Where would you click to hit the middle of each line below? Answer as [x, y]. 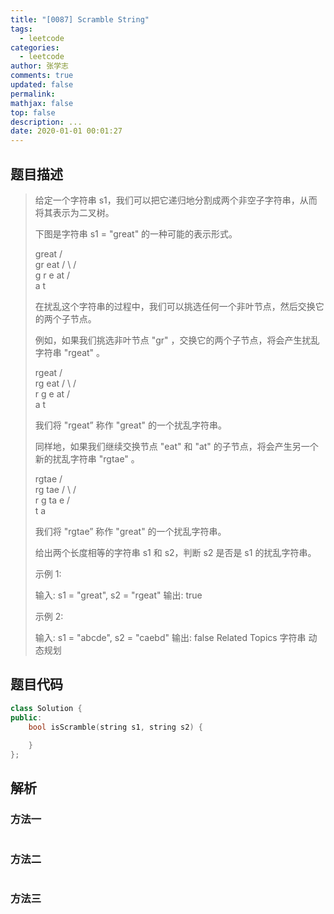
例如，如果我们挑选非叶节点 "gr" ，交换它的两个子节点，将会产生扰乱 [177, 340]
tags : [21, 29]
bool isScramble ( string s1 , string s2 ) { [115, 727]
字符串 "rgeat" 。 [70, 352]
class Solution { [46, 708]
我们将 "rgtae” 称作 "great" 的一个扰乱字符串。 [130, 531]
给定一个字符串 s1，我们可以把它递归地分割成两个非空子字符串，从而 [176, 200]
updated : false [42, 85]
